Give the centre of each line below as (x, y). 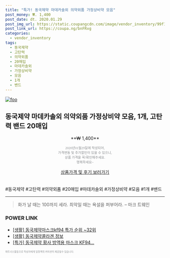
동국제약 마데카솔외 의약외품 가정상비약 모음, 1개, (77, 117)
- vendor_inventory (30, 38)
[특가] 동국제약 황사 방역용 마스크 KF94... (53, 242)
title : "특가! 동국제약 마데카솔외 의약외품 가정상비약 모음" (60, 10)
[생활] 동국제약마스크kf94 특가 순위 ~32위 (54, 230)
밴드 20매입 (30, 126)
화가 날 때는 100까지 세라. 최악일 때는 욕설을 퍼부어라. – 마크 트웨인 (84, 204)
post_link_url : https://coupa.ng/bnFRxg (49, 29)
